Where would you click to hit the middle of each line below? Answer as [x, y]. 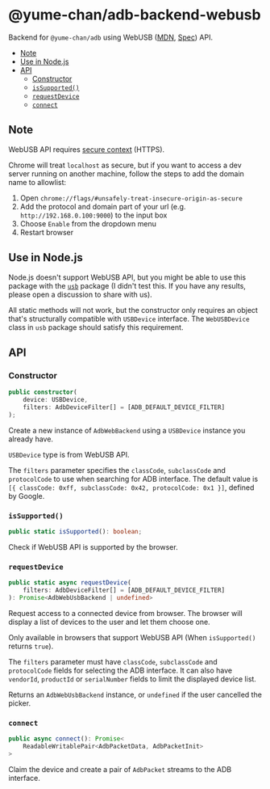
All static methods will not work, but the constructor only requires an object [133, 310]
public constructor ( [43, 392]
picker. [19, 703]
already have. [31, 439]
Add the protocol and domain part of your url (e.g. [103, 206]
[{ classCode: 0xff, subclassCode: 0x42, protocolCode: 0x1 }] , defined [131, 487]
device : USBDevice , [56, 400]
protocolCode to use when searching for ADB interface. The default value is [133, 479]
